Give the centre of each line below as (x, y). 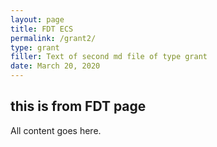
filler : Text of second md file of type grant (109, 57)
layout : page (37, 19)
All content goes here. (56, 130)
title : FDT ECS (42, 29)
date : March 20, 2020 (55, 66)
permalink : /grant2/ (53, 38)
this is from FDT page (78, 106)
